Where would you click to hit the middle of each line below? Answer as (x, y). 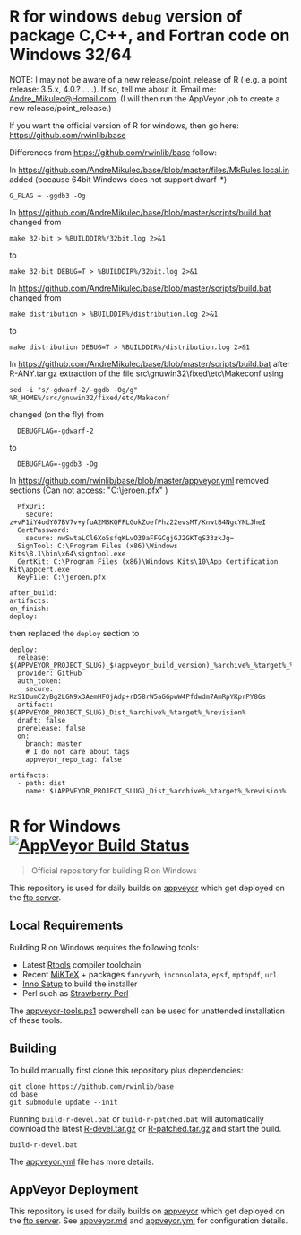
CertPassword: (43, 530)
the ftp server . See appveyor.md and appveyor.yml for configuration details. (149, 1221)
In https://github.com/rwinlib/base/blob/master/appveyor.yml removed (139, 480)
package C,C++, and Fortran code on (150, 35)
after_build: (34, 593)
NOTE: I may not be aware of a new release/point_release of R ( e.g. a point (148, 79)
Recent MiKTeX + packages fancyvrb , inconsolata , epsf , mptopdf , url (150, 974)
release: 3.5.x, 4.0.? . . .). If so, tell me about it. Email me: (113, 89)
